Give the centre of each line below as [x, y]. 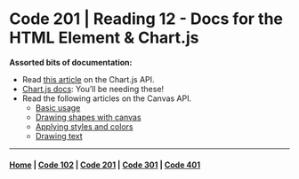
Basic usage [58, 107]
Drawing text [59, 136]
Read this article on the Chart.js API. [88, 79]
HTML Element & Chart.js [104, 38]
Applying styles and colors [84, 126]
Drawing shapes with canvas [88, 117]
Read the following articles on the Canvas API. [107, 98]
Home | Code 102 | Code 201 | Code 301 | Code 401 [105, 165]
